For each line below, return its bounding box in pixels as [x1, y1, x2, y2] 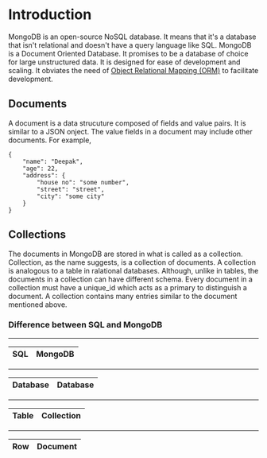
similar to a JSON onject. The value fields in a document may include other [8, 126, 253, 136]
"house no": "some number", [37, 178, 130, 186]
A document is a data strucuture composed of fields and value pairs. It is [8, 118, 246, 128]
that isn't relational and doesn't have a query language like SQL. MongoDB [8, 40, 252, 49]
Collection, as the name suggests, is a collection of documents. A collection [8, 257, 257, 267]
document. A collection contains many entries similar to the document [8, 291, 238, 301]
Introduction [8, 6, 92, 24]
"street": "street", [37, 185, 105, 193]
